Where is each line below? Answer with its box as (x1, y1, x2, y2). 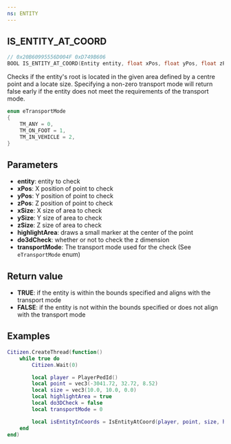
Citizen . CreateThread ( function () (7, 348, 103, 355)
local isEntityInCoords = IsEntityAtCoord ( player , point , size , (32, 418, 220, 425)
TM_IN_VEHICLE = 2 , (19, 134, 76, 140)
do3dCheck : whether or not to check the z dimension (16, 235, 170, 244)
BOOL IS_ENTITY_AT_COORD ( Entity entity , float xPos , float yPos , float (7, 60, 217, 67)
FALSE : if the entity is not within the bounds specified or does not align (16, 304, 219, 312)
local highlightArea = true (32, 393, 112, 400)
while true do (19, 355, 60, 362)
